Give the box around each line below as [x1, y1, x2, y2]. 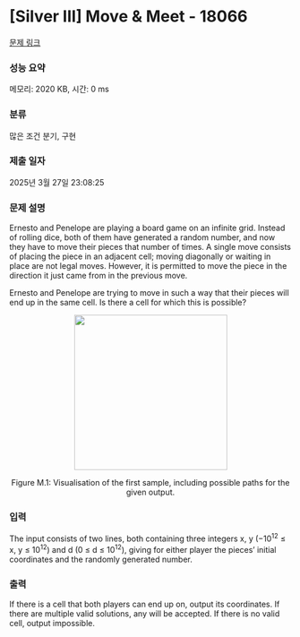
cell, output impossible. [9, 618, 96, 629]
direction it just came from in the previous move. [9, 271, 188, 281]
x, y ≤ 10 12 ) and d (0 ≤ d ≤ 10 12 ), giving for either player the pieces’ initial [9, 543, 277, 555]
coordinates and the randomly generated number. [9, 554, 193, 564]
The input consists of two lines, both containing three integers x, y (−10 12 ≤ [9, 531, 287, 544]
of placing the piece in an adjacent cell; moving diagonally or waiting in [9, 251, 271, 262]
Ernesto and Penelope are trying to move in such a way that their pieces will [9, 288, 289, 298]
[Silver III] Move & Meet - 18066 [9, 6, 248, 27]
